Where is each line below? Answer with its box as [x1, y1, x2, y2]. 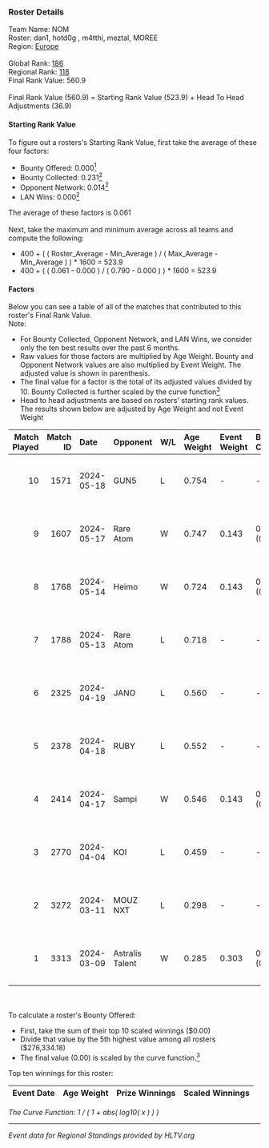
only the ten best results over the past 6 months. [19, 343, 180, 352]
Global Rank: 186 [8, 58, 64, 68]
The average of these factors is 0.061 [8, 207, 132, 218]
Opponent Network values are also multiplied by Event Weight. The [19, 360, 242, 370]
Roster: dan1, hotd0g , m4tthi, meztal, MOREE [8, 33, 159, 42]
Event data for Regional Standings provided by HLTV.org [8, 1130, 195, 1140]
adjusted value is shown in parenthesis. [19, 369, 151, 378]
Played [12, 441, 39, 453]
